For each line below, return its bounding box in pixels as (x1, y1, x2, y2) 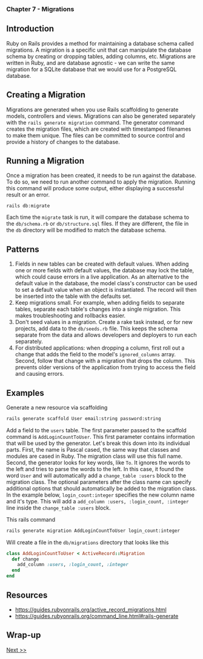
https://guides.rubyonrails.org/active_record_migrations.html (15, 606, 167, 613)
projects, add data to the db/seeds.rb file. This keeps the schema (15, 325, 178, 333)
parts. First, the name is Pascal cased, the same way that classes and (6, 446, 180, 453)
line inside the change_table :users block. (6, 504, 111, 511)
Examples (6, 388, 44, 398)
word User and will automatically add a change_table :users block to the (6, 472, 187, 479)
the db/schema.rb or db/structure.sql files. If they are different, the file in (6, 220, 189, 227)
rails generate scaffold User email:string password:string (6, 415, 162, 421)
